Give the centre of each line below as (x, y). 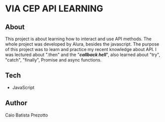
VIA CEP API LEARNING (54, 9)
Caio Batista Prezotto (27, 115)
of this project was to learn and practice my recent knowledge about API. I (81, 49)
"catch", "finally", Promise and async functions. (53, 60)
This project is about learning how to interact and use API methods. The (79, 39)
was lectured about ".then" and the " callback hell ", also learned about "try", (83, 55)
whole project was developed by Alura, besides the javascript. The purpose (82, 44)
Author (16, 103)
